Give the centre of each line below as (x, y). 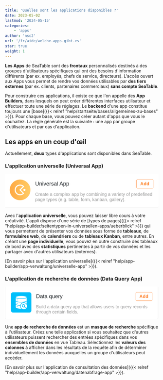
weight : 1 (15, 51)
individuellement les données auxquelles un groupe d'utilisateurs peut (75, 353)
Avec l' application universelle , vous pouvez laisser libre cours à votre (75, 215)
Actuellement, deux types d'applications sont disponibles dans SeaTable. (79, 153)
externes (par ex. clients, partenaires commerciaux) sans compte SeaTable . (82, 86)
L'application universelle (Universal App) (54, 166)
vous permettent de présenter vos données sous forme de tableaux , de (77, 231)
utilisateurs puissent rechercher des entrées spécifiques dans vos (71, 337)
